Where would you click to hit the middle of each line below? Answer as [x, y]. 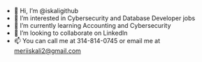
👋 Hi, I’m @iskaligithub [46, 11]
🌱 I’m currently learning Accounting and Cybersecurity [92, 25]
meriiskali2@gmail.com [48, 51]
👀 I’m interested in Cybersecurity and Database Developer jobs [104, 18]
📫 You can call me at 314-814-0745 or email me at [87, 41]
